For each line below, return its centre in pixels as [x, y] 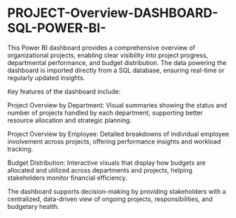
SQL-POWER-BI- [57, 28]
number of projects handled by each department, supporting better [105, 113]
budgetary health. [33, 206]
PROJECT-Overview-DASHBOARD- [113, 13]
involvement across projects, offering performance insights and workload [114, 141]
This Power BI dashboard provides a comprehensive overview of [101, 47]
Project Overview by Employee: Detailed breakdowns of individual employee [118, 134]
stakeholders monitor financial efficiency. [67, 178]
